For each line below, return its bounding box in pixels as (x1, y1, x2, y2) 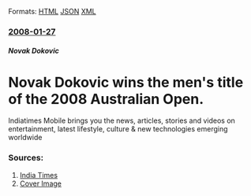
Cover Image (19, 179, 62, 188)
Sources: (8, 153, 44, 164)
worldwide (8, 133, 43, 142)
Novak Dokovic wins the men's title (8, 73, 244, 91)
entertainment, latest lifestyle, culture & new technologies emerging (8, 124, 228, 134)
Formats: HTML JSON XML (8, 7, 96, 16)
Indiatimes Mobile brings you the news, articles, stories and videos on (8, 116, 235, 125)
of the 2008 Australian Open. (8, 90, 204, 108)
